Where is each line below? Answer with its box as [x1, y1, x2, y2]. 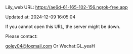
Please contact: [5, 33, 38, 39]
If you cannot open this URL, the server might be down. [5, 23, 120, 29]
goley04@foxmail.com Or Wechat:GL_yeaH [5, 43, 95, 49]
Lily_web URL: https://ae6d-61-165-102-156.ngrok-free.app [5, 4, 128, 10]
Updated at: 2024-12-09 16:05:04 [5, 14, 76, 19]
